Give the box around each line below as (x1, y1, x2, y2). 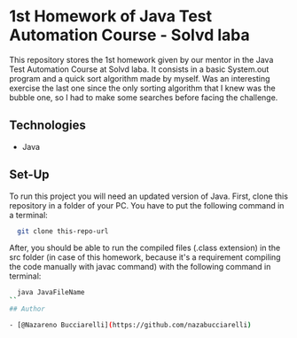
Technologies (9, 118, 87, 133)
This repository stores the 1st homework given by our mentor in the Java (9, 54, 274, 65)
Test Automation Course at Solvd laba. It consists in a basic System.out (9, 64, 270, 75)
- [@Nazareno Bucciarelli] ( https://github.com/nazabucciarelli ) (9, 321, 252, 330)
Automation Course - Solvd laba (9, 25, 250, 45)
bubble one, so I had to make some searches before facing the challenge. (9, 91, 278, 103)
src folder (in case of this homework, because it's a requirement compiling (9, 252, 281, 263)
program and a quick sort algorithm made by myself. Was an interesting (9, 73, 270, 83)
